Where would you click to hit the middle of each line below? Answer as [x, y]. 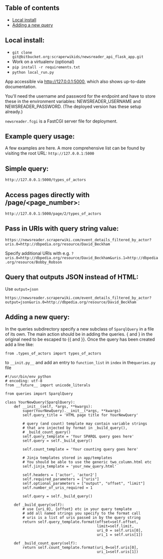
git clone [22, 52]
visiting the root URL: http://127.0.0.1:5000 [50, 153]
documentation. [21, 86]
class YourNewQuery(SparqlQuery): [40, 402]
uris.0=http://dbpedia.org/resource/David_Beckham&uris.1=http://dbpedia [82, 258]
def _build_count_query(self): [46, 543]
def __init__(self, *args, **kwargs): [53, 406]
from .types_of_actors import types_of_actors [53, 353]
